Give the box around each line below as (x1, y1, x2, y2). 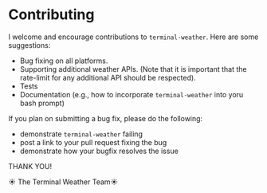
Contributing (8, 6, 95, 24)
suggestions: (8, 40, 51, 49)
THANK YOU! (8, 161, 53, 171)
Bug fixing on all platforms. (19, 56, 108, 65)
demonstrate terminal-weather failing (19, 129, 143, 139)
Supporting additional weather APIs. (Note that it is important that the (19, 64, 247, 73)
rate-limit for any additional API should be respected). (19, 73, 197, 82)
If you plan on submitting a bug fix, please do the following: (8, 113, 203, 123)
